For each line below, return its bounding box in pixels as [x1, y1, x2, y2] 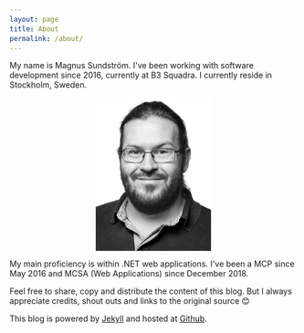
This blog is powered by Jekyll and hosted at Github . [9, 313, 207, 324]
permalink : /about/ [9, 34, 84, 43]
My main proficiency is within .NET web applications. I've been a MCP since [9, 258, 295, 269]
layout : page [9, 15, 59, 24]
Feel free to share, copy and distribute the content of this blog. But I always [9, 286, 292, 297]
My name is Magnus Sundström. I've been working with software [9, 60, 254, 71]
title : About [9, 24, 59, 34]
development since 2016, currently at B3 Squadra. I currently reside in [9, 69, 272, 81]
